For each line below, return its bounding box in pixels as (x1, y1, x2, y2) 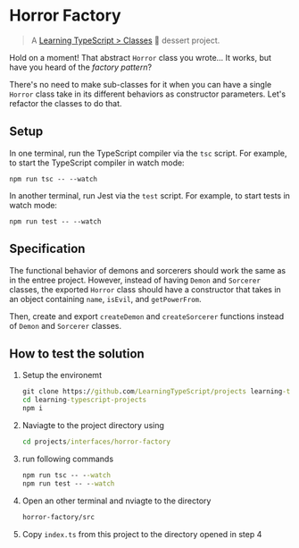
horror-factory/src (21, 512, 96, 521)
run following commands (21, 453, 114, 464)
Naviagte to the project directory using (21, 420, 165, 430)
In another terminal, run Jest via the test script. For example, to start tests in (9, 190, 290, 201)
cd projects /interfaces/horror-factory (21, 437, 171, 446)
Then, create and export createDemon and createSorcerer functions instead (9, 310, 285, 322)
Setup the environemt (21, 370, 103, 381)
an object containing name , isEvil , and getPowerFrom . (9, 293, 203, 304)
